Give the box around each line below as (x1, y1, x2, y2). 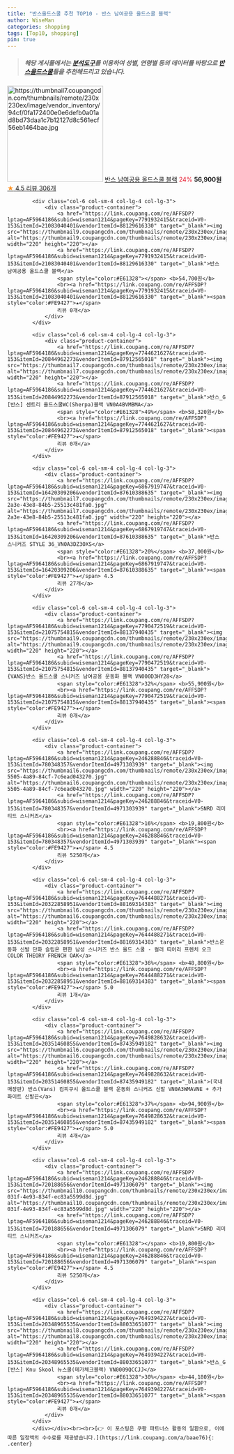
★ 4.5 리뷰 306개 (7, 184, 56, 193)
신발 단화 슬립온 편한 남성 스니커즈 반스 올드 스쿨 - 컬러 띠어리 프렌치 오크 (19, 947, 212, 954)
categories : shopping (7, 23, 70, 30)
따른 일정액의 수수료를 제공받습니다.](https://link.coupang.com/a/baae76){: (7, 1434, 214, 1441)
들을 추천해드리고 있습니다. (52, 67, 125, 75)
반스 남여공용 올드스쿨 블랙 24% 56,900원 (104, 175, 222, 184)
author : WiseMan (7, 17, 54, 24)
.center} (7, 1441, 33, 1448)
